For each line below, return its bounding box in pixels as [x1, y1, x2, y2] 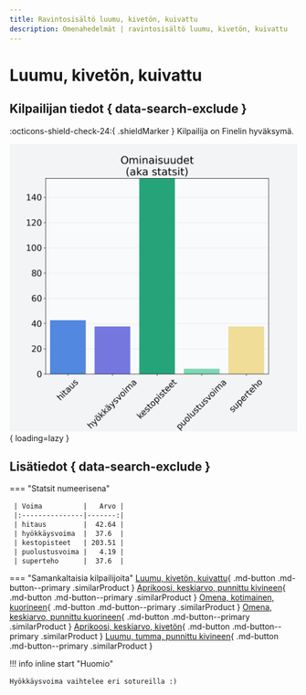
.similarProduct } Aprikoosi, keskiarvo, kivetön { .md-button [9, 621, 230, 632]
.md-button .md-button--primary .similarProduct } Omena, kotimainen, [9, 592, 275, 603]
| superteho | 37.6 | [13, 557, 125, 566]
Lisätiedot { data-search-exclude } [9, 458, 211, 474]
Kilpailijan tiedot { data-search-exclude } [9, 101, 248, 117]
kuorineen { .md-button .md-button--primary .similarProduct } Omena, [9, 602, 272, 613]
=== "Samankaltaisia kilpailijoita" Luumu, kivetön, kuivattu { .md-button [9, 573, 276, 584]
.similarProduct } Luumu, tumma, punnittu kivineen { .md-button [40, 631, 279, 642]
